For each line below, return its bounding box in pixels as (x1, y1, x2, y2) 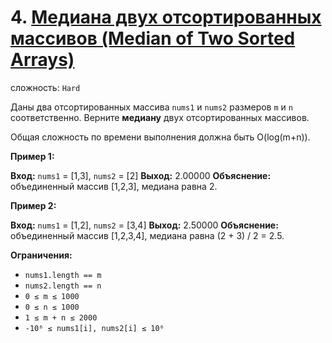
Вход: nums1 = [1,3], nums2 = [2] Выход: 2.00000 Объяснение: (10, 169, 272, 181)
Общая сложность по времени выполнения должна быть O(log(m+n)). (10, 131, 311, 143)
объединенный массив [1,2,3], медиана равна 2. (10, 180, 218, 192)
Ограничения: (10, 249, 73, 261)
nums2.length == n (24, 281, 102, 291)
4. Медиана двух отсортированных (10, 6, 322, 29)
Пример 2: (10, 199, 57, 211)
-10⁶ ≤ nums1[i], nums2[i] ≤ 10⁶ (24, 323, 165, 333)
